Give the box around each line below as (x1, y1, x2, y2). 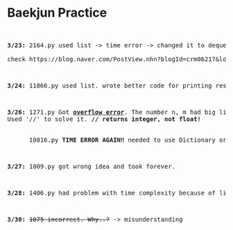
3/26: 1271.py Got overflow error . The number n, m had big (7, 108, 216, 116)
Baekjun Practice (7, 5, 107, 21)
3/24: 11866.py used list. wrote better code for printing (7, 81, 213, 90)
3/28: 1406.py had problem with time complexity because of (7, 189, 216, 197)
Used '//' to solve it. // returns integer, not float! (7, 115, 201, 123)
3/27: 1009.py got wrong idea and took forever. (7, 162, 175, 170)
